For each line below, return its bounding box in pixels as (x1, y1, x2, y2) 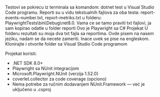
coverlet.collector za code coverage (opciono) (12, 76, 107, 82)
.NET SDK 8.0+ (12, 60, 43, 66)
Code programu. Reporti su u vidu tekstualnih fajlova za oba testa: (5, 9, 140, 15)
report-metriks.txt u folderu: (45, 15, 102, 20)
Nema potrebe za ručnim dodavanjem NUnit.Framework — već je (12, 81, 145, 87)
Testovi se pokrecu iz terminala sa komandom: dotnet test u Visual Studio (5, 4, 155, 10)
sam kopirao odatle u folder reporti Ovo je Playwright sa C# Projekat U (5, 25, 148, 31)
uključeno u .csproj (12, 87, 51, 92)
